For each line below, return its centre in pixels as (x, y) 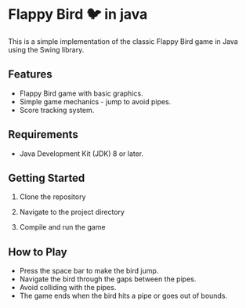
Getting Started (47, 178)
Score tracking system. (57, 110)
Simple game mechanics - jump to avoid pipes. (95, 101)
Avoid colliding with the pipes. (68, 288)
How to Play (38, 252)
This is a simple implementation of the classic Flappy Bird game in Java (123, 41)
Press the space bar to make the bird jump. (89, 271)
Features (30, 74)
